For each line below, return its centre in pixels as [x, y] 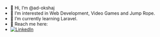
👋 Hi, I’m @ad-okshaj [32, 8]
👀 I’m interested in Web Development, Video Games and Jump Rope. [83, 13]
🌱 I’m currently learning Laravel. [44, 18]
